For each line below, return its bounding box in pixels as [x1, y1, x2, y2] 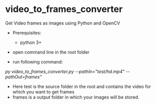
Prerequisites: [12, 29, 42, 35]
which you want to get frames [12, 88, 74, 94]
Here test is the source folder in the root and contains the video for [12, 83, 151, 89]
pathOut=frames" [5, 73, 42, 79]
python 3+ [20, 39, 42, 45]
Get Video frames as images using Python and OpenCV [5, 20, 120, 26]
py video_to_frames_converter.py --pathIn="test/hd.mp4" [5, 68, 125, 74]
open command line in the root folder [12, 49, 90, 55]
